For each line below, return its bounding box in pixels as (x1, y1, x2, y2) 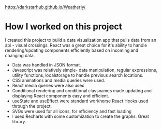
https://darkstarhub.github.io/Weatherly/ (5, 4, 86, 10)
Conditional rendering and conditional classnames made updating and (12, 87, 152, 94)
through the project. (12, 103, 52, 109)
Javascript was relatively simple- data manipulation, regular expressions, (12, 67, 158, 73)
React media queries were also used (12, 82, 85, 88)
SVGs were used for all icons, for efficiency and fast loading (12, 108, 132, 114)
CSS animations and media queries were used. (12, 77, 105, 83)
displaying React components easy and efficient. (12, 93, 110, 98)
